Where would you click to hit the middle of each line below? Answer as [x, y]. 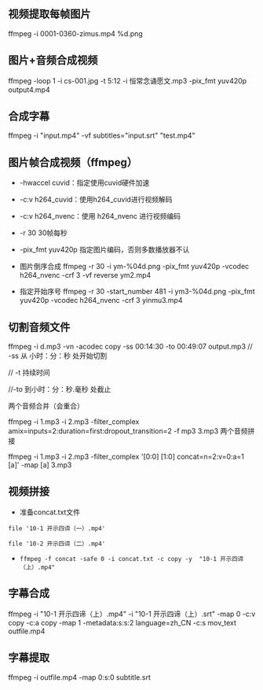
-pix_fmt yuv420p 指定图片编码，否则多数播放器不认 [104, 249]
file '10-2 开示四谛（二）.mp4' [57, 544]
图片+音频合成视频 [53, 60]
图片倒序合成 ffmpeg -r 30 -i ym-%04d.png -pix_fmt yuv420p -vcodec [134, 267]
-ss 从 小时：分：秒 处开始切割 [58, 356]
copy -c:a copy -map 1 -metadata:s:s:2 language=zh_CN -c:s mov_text [122, 622]
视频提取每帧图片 [49, 14]
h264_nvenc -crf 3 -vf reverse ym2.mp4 [85, 275]
